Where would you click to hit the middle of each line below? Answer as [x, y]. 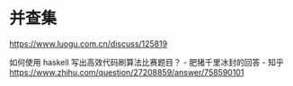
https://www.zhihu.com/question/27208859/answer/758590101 [127, 72]
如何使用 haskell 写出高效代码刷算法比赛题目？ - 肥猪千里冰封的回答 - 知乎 [147, 62]
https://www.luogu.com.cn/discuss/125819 [89, 43]
